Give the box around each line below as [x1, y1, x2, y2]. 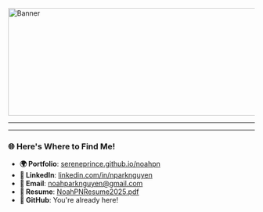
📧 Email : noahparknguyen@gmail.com [19, 179, 143, 189]
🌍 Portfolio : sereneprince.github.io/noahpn [19, 160, 160, 169]
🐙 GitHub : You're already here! [19, 196, 119, 205]
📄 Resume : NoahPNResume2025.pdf [19, 187, 139, 196]
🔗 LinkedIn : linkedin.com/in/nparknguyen [19, 171, 153, 180]
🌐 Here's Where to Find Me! [8, 141, 116, 152]
